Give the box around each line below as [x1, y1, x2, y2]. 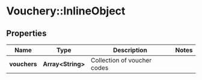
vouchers [9, 60, 37, 68]
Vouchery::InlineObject [6, 4, 126, 18]
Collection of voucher [91, 56, 152, 64]
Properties [6, 28, 47, 38]
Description [113, 46, 147, 54]
